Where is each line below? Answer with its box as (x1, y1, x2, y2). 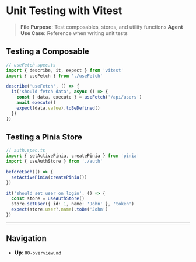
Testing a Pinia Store (6, 132, 83, 142)
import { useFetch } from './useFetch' (6, 73, 103, 79)
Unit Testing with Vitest (6, 4, 123, 18)
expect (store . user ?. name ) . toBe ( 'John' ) (11, 207, 108, 212)
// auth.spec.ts (6, 148, 45, 153)
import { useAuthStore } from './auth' (6, 159, 103, 165)
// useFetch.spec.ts (6, 62, 57, 68)
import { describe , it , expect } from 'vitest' (6, 67, 124, 74)
